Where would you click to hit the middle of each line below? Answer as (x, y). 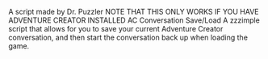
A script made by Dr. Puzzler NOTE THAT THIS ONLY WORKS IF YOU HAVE (134, 12)
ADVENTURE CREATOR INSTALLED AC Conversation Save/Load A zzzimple (134, 20)
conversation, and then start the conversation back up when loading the (128, 37)
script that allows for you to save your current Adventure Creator (116, 29)
